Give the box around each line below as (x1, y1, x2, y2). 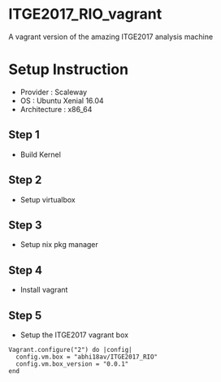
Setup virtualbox (19, 194, 76, 204)
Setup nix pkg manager (19, 240, 99, 250)
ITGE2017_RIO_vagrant (8, 5, 162, 24)
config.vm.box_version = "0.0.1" (15, 359, 129, 368)
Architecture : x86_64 (19, 104, 93, 114)
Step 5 (8, 308, 42, 322)
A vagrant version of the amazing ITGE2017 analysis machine (8, 32, 214, 41)
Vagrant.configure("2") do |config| (8, 345, 132, 354)
